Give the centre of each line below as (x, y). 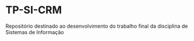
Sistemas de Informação (35, 32)
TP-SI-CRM (34, 10)
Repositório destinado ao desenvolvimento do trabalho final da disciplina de (97, 26)
